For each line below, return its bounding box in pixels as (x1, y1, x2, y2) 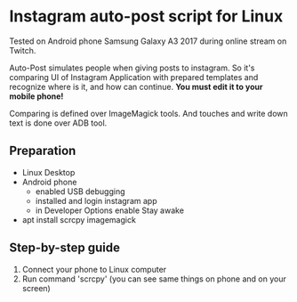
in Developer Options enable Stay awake (35, 205, 185, 216)
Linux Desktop (21, 167, 76, 177)
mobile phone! (9, 91, 64, 102)
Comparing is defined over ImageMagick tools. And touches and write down (9, 108, 289, 118)
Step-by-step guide (9, 241, 121, 256)
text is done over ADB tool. (9, 118, 108, 128)
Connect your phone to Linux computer (21, 264, 167, 274)
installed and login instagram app (35, 195, 157, 206)
